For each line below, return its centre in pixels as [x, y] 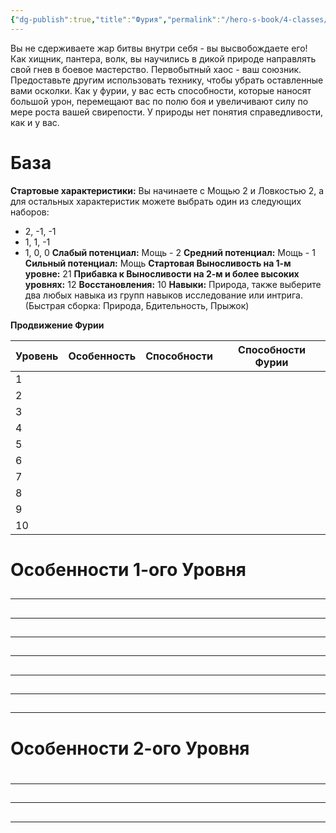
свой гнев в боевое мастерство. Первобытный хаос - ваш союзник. [156, 69]
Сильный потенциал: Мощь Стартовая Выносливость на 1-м [158, 263]
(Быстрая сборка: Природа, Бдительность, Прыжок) [137, 305]
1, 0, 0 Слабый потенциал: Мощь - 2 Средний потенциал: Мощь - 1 [170, 252]
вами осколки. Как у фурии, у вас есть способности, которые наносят [161, 90]
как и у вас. [35, 122]
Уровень [37, 356]
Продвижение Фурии [57, 325]
